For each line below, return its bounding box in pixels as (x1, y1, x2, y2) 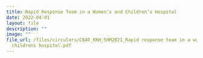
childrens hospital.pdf (11, 43, 71, 49)
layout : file (6, 20, 39, 26)
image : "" (6, 31, 31, 37)
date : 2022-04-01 (6, 14, 50, 21)
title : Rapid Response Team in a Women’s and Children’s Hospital (6, 8, 177, 15)
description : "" (6, 25, 47, 32)
